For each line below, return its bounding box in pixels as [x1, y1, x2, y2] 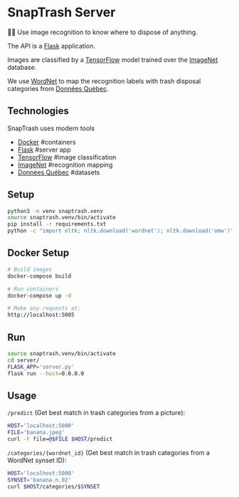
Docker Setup [7, 247, 70, 259]
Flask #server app [17, 145, 71, 154]
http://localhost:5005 [7, 311, 75, 319]
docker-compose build [7, 272, 72, 280]
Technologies [7, 105, 70, 117]
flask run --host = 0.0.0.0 [7, 370, 84, 377]
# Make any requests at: [7, 305, 81, 312]
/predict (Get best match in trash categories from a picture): [7, 409, 186, 417]
